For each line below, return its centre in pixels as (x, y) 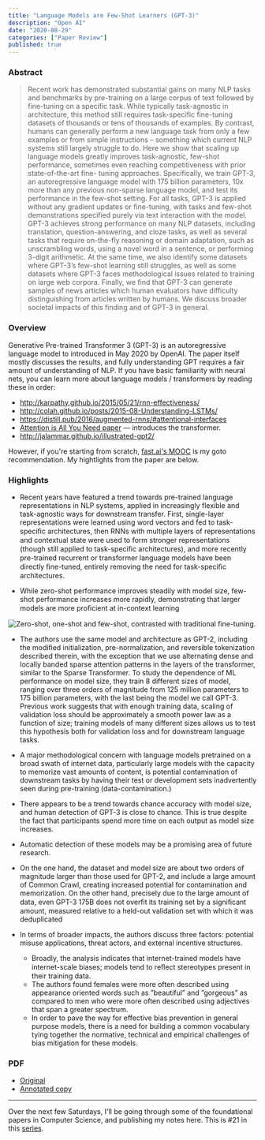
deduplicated (41, 919)
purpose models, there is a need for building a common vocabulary (140, 1026)
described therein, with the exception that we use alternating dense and (136, 656)
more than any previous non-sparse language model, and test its (132, 190)
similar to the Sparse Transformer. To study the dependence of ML (128, 673)
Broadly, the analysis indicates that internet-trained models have (136, 959)
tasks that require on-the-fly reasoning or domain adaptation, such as (141, 241)
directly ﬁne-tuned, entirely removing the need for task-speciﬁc (123, 567)
